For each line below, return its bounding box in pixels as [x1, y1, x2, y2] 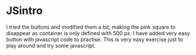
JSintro [6, 4, 43, 18]
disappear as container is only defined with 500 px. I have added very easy [6, 29, 190, 36]
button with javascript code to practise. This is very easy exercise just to [6, 36, 183, 43]
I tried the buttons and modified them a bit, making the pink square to [6, 23, 176, 30]
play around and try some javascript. [6, 42, 96, 49]
